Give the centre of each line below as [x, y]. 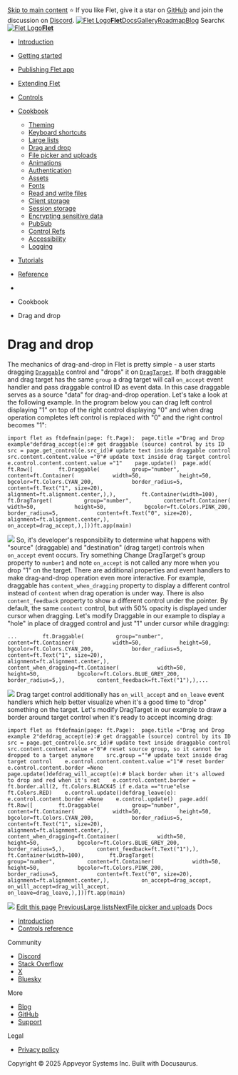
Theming [41, 125]
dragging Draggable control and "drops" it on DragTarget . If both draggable [117, 372]
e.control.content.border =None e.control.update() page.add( [108, 799]
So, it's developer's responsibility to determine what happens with [113, 540]
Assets [38, 178]
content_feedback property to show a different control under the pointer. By [118, 600]
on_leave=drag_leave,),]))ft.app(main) [67, 893]
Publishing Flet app [46, 69]
